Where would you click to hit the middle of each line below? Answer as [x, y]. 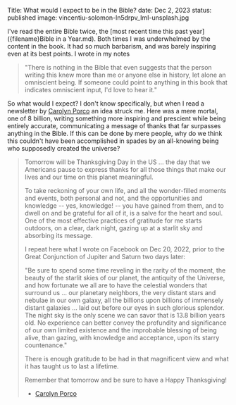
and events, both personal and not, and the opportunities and [113, 198]
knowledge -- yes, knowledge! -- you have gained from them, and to [124, 206]
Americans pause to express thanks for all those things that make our [125, 169]
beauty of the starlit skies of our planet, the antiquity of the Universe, [125, 278]
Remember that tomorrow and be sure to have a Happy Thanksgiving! [126, 380]
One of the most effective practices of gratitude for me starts [113, 220]
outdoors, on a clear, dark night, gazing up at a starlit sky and [113, 228]
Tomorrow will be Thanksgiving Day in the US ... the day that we [117, 162]
